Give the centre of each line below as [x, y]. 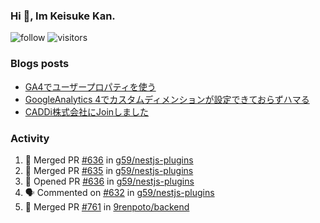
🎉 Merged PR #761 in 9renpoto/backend [107, 206]
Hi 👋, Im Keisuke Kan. [63, 16]
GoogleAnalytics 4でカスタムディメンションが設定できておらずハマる [167, 99]
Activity [30, 138]
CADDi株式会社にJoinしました [87, 111]
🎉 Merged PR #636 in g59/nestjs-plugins [109, 160]
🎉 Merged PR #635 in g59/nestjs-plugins [109, 170]
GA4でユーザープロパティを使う [90, 86]
